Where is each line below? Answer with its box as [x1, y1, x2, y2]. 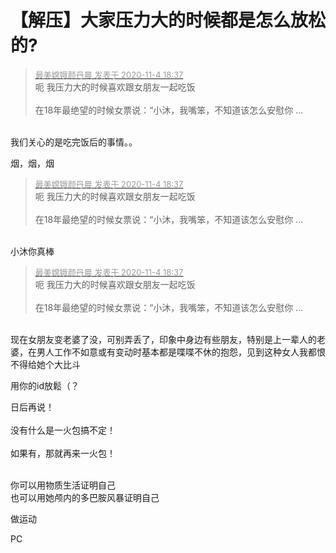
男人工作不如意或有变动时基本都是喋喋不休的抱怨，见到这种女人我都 [36, 346, 317, 358]
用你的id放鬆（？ [10, 379, 80, 391]
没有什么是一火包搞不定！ [10, 424, 116, 436]
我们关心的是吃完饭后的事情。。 [10, 136, 138, 148]
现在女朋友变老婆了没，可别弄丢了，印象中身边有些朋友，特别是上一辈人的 [10, 333, 317, 345]
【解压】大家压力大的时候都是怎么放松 [10, 9, 327, 32]
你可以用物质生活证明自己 [10, 479, 116, 491]
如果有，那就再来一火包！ [10, 447, 116, 459]
